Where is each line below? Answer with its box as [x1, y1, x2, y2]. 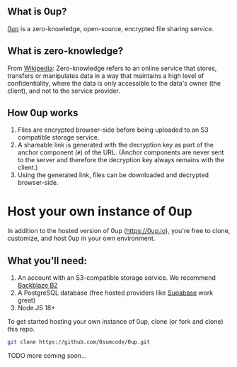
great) [17, 296, 36, 305]
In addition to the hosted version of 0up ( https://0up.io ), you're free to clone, [7, 227, 231, 235]
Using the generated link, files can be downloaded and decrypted [17, 171, 209, 179]
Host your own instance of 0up [7, 203, 192, 219]
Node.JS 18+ [17, 304, 56, 312]
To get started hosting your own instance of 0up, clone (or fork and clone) [7, 317, 224, 326]
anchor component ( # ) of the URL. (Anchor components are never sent [17, 148, 224, 157]
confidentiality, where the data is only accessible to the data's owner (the [7, 79, 221, 87]
